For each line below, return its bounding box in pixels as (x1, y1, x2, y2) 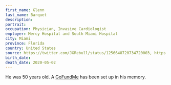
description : (5, 17, 33, 22)
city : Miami (5, 36, 31, 41)
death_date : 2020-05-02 (5, 60, 56, 65)
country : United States (5, 46, 56, 51)
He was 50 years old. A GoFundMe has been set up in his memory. (5, 74, 146, 80)
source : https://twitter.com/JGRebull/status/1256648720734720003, (5, 50, 153, 55)
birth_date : (5, 55, 31, 60)
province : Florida (5, 41, 45, 46)
